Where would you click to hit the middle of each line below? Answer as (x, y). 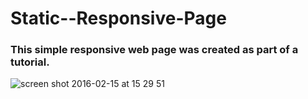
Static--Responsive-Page (118, 18)
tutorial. (30, 62)
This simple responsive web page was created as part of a (154, 50)
